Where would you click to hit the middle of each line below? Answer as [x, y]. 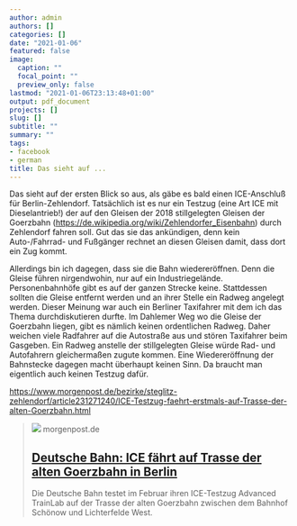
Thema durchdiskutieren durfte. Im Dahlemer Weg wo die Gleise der [135, 317]
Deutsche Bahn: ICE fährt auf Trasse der [147, 457]
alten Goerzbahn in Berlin [104, 472]
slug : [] [26, 118]
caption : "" [40, 68]
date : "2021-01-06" [46, 43]
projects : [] [34, 110]
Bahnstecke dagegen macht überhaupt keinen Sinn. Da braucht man [136, 365]
